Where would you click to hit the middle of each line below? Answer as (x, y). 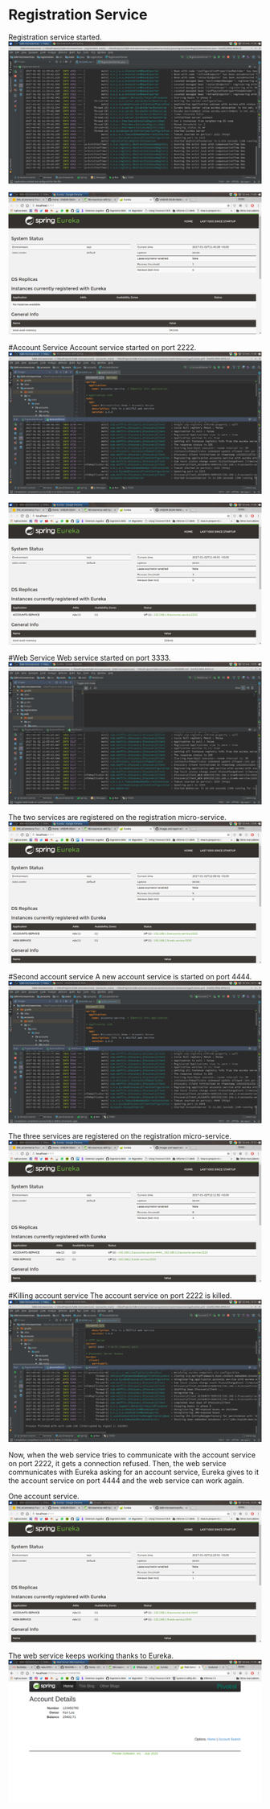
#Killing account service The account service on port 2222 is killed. (120, 1295)
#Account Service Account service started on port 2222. (102, 347)
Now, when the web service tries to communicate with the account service (132, 1455)
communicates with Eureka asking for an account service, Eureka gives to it (134, 1472)
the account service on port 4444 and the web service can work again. (127, 1480)
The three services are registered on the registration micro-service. (120, 1135)
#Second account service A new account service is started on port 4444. (130, 976)
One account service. (44, 1496)
